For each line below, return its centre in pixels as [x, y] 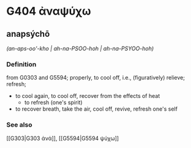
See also [19, 125]
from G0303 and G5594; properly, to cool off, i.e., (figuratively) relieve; [96, 78]
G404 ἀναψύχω [49, 11]
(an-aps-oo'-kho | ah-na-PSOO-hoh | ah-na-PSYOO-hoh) [80, 48]
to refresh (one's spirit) [53, 103]
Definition [21, 64]
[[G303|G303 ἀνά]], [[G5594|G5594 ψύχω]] [63, 138]
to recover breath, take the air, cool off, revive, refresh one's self [96, 109]
